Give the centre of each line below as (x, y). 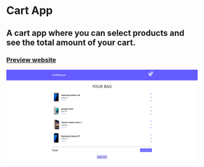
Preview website (31, 60)
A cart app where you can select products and (95, 33)
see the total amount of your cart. (71, 42)
